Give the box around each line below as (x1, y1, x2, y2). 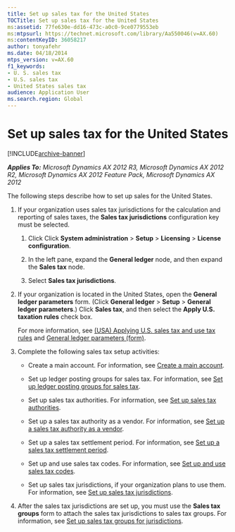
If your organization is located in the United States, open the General (17, 290, 217, 298)
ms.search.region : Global (7, 96, 83, 103)
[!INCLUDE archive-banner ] (7, 149, 86, 157)
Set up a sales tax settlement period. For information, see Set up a (27, 438, 220, 447)
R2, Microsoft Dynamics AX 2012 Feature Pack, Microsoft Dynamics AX (7, 170, 215, 179)
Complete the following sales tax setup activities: (17, 347, 160, 356)
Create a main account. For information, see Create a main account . (27, 361, 225, 369)
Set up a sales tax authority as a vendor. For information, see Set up (27, 417, 225, 425)
